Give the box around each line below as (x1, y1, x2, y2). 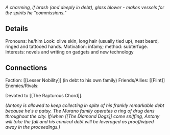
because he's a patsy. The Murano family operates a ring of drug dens (5, 107, 155, 114)
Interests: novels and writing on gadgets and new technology (5, 48, 134, 55)
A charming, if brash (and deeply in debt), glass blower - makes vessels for (5, 5, 164, 10)
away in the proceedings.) (5, 124, 60, 130)
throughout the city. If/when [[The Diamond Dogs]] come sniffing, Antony (5, 113, 160, 119)
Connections (5, 64, 47, 72)
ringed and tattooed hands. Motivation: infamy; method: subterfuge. (5, 43, 148, 49)
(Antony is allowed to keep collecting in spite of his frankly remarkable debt (5, 102, 164, 109)
